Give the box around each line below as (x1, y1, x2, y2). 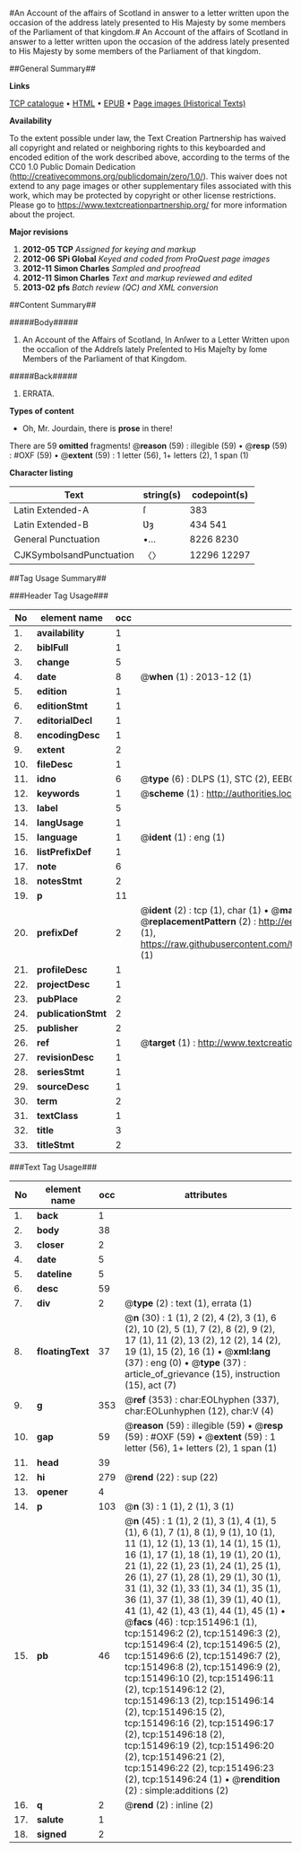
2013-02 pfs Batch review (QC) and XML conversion (21, 282, 219, 293)
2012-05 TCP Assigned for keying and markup (21, 244, 197, 254)
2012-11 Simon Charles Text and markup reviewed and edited (21, 273, 253, 283)
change (37, 656, 70, 668)
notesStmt (37, 875, 82, 887)
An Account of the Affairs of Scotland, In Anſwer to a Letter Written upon (21, 334, 290, 345)
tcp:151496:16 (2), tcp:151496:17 (124, 1717, 275, 1729)
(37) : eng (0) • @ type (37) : (124, 1356, 246, 1369)
